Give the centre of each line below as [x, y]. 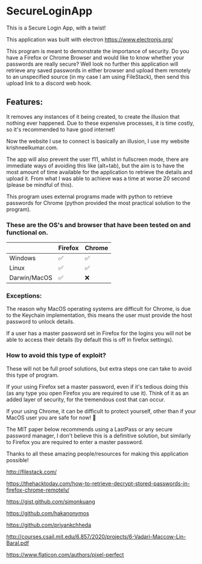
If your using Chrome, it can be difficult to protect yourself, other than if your [101, 411]
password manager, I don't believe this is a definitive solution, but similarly [99, 436]
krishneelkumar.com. [32, 147]
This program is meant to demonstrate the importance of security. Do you [98, 51]
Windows [23, 258]
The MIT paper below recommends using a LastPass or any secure [90, 429]
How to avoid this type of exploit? [56, 356]
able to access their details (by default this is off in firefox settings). [90, 340]
